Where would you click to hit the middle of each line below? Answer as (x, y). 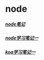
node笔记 (15, 24)
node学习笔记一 (22, 38)
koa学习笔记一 (20, 52)
